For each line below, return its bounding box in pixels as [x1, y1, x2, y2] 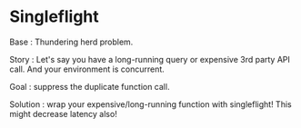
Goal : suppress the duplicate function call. [9, 81, 170, 92]
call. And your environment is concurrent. [9, 64, 166, 74]
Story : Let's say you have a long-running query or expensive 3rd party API [9, 54, 291, 64]
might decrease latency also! [9, 108, 118, 119]
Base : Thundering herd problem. [9, 36, 134, 47]
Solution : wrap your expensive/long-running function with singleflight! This [9, 98, 293, 110]
